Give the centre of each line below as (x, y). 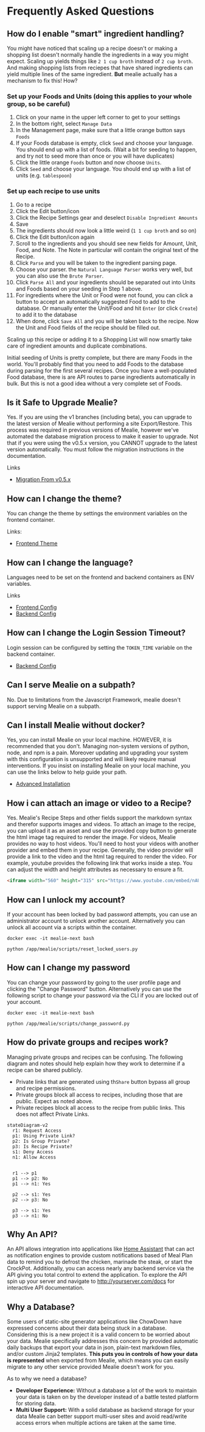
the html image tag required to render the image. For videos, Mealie (91, 837)
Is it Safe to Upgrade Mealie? (62, 402)
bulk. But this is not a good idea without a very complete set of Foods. (95, 383)
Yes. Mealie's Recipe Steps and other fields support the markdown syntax (99, 818)
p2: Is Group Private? (41, 1141)
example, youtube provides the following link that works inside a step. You (100, 863)
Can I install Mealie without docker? (76, 725)
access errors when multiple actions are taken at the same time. (96, 1423)
